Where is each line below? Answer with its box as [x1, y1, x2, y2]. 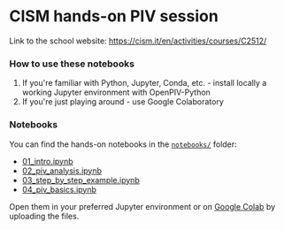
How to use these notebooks [9, 57, 135, 70]
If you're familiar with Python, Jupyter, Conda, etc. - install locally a [21, 78, 267, 88]
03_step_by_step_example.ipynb [21, 174, 140, 185]
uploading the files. [9, 211, 80, 221]
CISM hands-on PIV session [9, 6, 219, 27]
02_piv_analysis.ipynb [21, 165, 103, 176]
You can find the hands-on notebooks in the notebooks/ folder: [9, 139, 237, 149]
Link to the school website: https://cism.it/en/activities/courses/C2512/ [9, 35, 267, 46]
